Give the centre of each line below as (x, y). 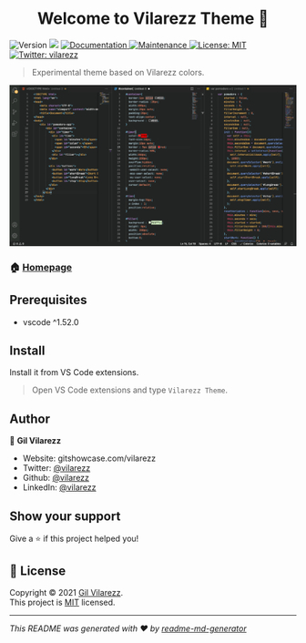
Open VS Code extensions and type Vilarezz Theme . (130, 390)
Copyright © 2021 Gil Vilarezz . (66, 592)
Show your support (65, 516)
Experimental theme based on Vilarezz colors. (118, 72)
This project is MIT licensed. (62, 602)
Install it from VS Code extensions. (74, 373)
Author (30, 418)
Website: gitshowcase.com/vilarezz (89, 458)
